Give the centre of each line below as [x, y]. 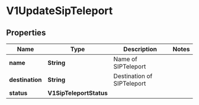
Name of [126, 59]
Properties [26, 33]
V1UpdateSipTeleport [60, 11]
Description [140, 49]
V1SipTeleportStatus [78, 93]
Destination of [133, 76]
